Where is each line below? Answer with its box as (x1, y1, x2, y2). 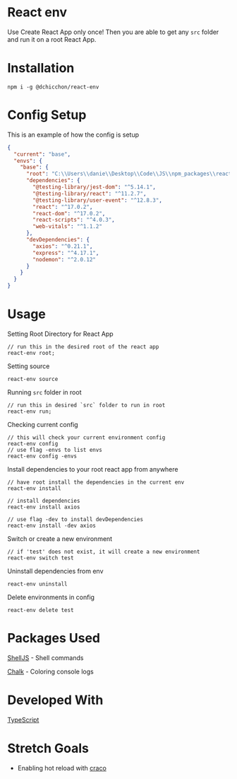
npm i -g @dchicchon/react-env (7, 83, 99, 91)
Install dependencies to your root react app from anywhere (7, 465, 178, 473)
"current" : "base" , (13, 150, 71, 158)
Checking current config (7, 421, 79, 428)
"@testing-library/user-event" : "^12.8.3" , (32, 196, 162, 204)
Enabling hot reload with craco (17, 763, 107, 772)
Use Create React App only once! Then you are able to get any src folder (7, 28, 219, 36)
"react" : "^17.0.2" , (32, 203, 93, 210)
